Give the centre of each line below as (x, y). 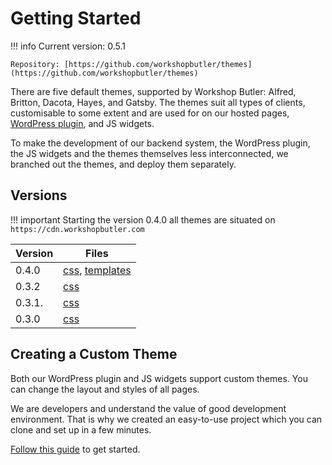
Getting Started (76, 18)
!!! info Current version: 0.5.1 (68, 46)
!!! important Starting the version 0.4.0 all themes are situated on (143, 219)
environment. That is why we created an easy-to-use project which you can (166, 419)
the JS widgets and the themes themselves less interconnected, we (149, 153)
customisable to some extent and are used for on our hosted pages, (150, 113)
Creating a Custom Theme (94, 354)
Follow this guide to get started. (75, 449)
